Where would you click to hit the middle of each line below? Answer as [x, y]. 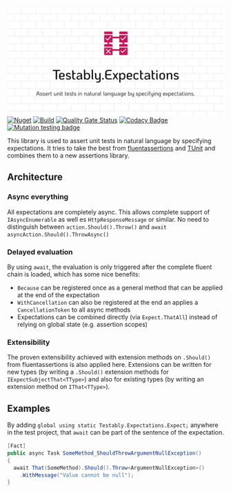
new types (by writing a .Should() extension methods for [88, 372]
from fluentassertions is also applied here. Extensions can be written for [109, 365]
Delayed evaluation [40, 252]
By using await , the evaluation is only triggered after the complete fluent [110, 267]
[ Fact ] [17, 446]
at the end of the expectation [58, 295]
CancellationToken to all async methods [74, 310]
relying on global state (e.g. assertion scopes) [82, 324]
